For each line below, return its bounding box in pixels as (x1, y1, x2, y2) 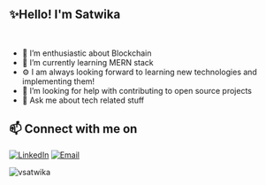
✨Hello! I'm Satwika (9, 7, 121, 22)
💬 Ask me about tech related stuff (21, 95, 145, 105)
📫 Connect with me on (9, 121, 138, 136)
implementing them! (21, 75, 95, 87)
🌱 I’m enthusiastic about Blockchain (21, 48, 152, 58)
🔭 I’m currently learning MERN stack (21, 57, 154, 67)
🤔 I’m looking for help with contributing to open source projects (21, 85, 253, 96)
